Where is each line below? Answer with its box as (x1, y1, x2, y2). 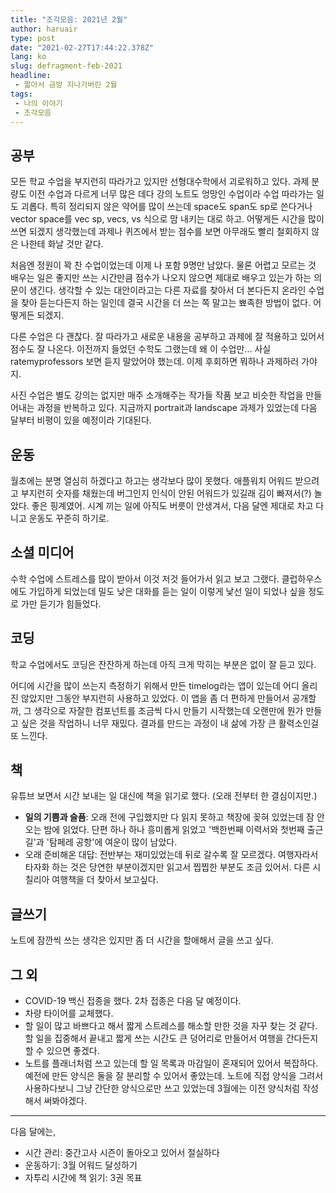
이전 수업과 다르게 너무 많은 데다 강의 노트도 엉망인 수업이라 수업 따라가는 (28, 188, 315, 200)
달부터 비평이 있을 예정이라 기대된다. (10, 414, 152, 426)
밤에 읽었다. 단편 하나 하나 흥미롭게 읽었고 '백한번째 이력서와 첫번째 (43, 824, 305, 836)
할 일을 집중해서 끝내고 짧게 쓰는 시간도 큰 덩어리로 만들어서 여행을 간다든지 (24, 1032, 319, 1045)
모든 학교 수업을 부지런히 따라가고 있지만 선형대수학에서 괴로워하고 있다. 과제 (10, 176, 310, 188)
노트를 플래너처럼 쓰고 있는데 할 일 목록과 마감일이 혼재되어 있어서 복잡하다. (24, 1057, 319, 1070)
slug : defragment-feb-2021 (10, 61, 123, 71)
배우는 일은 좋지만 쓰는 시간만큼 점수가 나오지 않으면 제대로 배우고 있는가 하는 (10, 272, 312, 284)
